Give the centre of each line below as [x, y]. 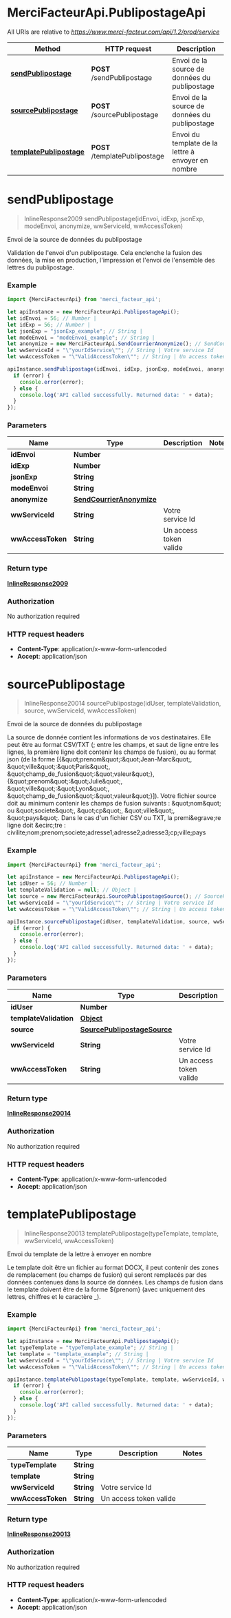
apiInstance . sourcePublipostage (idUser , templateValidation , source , [109, 921]
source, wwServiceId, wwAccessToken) [80, 710]
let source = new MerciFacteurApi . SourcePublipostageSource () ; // [104, 897]
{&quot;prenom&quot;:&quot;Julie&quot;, [65, 781]
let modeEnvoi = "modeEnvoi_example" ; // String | [81, 338]
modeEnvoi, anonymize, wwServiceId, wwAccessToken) [103, 226]
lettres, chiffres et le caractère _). [54, 1296]
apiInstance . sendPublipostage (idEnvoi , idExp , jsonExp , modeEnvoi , [106, 369]
